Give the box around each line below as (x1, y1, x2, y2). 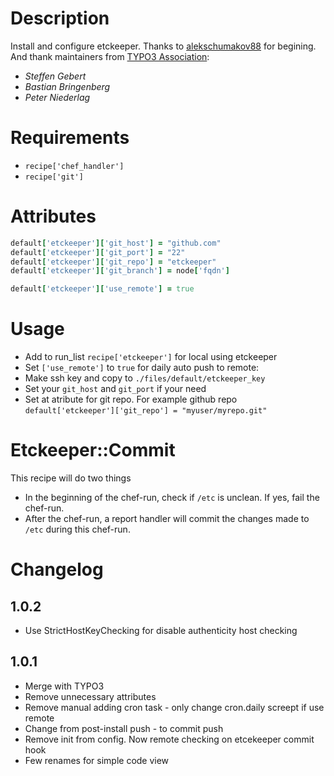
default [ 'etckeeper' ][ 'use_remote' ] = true (10, 284, 195, 294)
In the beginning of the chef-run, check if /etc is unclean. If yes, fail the (24, 492, 320, 504)
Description (10, 7, 110, 30)
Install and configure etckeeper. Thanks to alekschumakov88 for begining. (10, 40, 317, 52)
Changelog (10, 558, 104, 581)
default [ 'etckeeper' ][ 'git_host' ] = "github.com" (10, 238, 222, 248)
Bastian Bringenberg (24, 80, 111, 92)
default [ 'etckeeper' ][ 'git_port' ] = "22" (10, 247, 186, 257)
